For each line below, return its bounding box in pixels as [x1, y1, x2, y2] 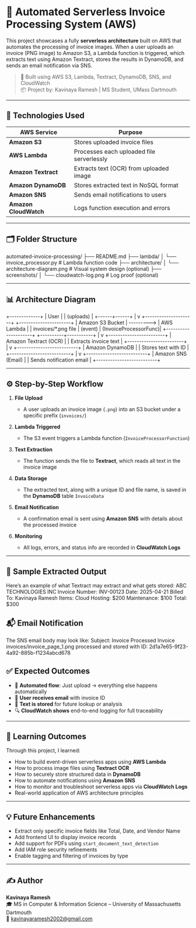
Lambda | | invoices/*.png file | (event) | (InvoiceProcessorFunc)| [6, 325, 162, 332]
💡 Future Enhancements [6, 812, 95, 822]
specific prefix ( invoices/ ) [23, 412, 87, 419]
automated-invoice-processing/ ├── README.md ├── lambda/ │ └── [6, 253, 177, 260]
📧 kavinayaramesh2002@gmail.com [6, 915, 93, 922]
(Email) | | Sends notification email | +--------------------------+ [6, 356, 161, 363]
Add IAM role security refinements [14, 846, 97, 853]
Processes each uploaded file [73, 147, 156, 156]
